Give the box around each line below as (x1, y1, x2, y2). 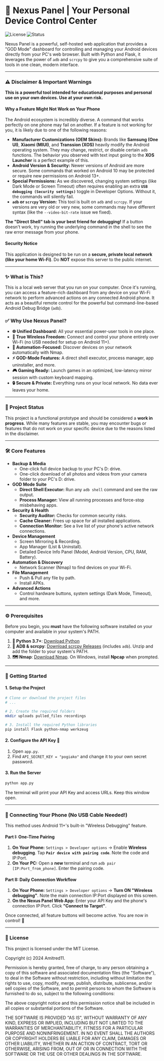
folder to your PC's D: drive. (19, 476, 76, 482)
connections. (19, 528, 46, 534)
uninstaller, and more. (12, 362, 56, 368)
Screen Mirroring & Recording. (19, 538, 81, 544)
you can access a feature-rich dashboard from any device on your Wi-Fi (5, 289, 150, 295)
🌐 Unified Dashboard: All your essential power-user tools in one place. (12, 328, 155, 334)
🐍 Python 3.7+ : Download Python (12, 638, 80, 644)
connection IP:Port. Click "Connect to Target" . (12, 903, 107, 909)
